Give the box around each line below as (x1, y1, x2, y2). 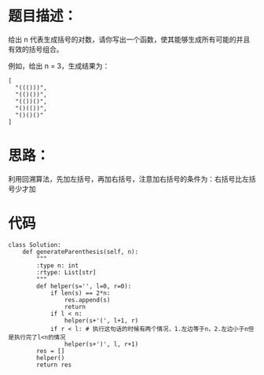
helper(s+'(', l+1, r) (64, 316, 139, 325)
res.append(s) (64, 296, 111, 303)
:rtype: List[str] (36, 268, 97, 276)
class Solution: (8, 241, 61, 248)
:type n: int (36, 261, 79, 270)
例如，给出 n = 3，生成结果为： (8, 61, 110, 71)
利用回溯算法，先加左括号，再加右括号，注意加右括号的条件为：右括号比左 (8, 174, 249, 183)
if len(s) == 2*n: (49, 289, 111, 297)
